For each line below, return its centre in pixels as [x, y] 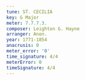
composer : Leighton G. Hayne [43, 29]
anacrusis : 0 [23, 46]
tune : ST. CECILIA [29, 12]
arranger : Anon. [27, 34]
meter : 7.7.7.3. [27, 23]
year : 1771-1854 [27, 40]
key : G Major [23, 17]
